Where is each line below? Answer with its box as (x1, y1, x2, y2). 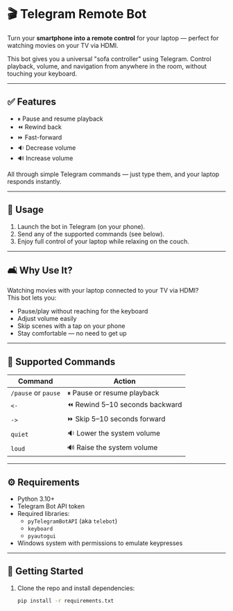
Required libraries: (17, 510, 70, 517)
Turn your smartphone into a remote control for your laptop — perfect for (7, 33, 219, 42)
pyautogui (27, 533, 57, 540)
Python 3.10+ (17, 494, 55, 503)
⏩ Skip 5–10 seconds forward (67, 414, 166, 424)
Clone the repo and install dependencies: (17, 584, 135, 592)
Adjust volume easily (17, 314, 77, 323)
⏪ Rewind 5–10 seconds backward (67, 400, 182, 410)
